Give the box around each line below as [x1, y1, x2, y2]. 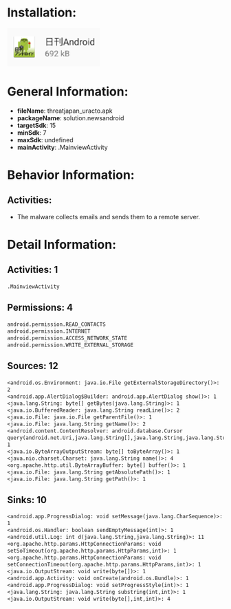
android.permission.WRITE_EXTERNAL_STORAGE [7, 342, 134, 348]
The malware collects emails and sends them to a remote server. [16, 212, 201, 221]
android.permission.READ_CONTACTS [7, 321, 107, 328]
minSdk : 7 [16, 129, 47, 137]
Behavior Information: [7, 167, 135, 183]
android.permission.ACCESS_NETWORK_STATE [7, 335, 128, 342]
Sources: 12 [7, 360, 58, 372]
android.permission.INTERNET [7, 328, 91, 335]
